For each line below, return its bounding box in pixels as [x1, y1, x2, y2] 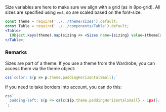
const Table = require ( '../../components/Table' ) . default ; [5, 23, 129, 29]
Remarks [5, 49, 27, 56]
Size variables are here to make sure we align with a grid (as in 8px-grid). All [5, 4, 161, 10]
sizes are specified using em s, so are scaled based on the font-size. [5, 9, 142, 15]
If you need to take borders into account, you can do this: [5, 84, 122, 90]
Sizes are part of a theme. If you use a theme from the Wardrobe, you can [5, 60, 155, 66]
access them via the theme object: [5, 65, 76, 71]
